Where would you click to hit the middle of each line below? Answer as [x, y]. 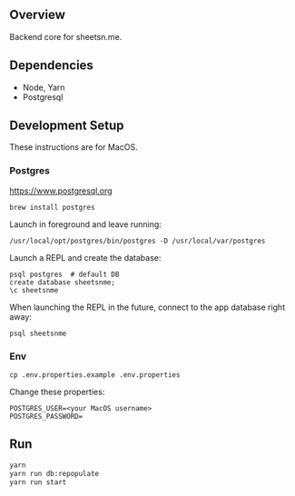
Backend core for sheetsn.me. [66, 36]
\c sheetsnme [34, 290]
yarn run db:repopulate [54, 473]
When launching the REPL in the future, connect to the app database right [147, 307]
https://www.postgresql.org [61, 191]
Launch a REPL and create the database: [85, 257]
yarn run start [38, 482]
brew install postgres [52, 207]
